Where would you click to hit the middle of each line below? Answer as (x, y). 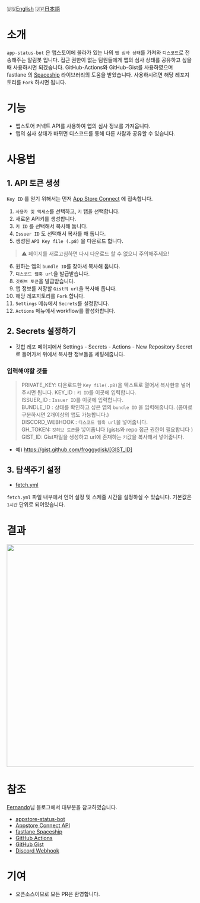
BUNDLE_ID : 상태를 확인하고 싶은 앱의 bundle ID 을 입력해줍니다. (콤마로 (107, 407)
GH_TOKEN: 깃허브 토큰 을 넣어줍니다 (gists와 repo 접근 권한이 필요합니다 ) (107, 429)
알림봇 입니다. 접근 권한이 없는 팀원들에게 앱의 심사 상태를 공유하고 (104, 60)
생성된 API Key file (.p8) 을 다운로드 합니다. (69, 241)
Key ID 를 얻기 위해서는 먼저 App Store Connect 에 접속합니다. (80, 198)
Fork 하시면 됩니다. (45, 82)
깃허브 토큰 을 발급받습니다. (45, 281)
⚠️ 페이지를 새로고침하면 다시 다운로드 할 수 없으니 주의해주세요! (95, 254)
